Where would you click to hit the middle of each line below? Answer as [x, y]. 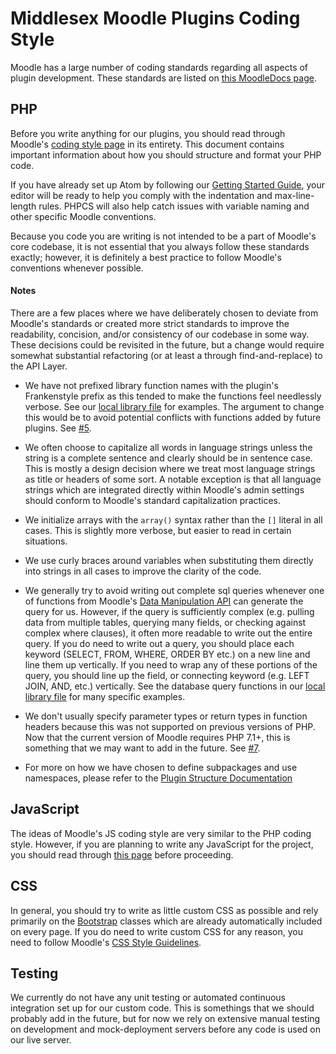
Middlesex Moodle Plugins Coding [155, 18]
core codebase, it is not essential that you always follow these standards [160, 246]
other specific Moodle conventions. [83, 216]
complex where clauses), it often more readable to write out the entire [168, 633]
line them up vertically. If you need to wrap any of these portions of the [171, 664]
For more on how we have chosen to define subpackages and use [161, 767]
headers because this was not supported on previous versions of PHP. [170, 726]
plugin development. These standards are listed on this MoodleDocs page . [163, 78]
